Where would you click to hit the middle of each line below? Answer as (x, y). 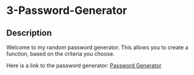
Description (29, 33)
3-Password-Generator (67, 11)
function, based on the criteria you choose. (60, 54)
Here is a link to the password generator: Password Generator (84, 65)
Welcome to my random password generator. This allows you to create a (97, 47)
